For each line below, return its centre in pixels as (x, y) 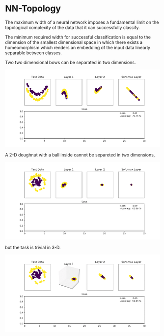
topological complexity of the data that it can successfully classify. (72, 27)
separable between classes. (34, 53)
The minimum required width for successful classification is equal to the (78, 37)
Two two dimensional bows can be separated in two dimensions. (70, 62)
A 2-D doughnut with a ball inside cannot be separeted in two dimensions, (80, 155)
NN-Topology (33, 9)
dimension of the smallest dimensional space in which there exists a (74, 42)
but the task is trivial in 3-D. (33, 247)
